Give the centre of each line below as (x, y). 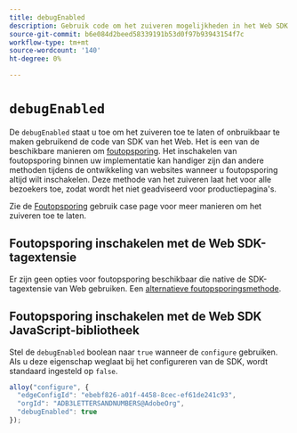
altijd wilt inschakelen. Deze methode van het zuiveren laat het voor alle (140, 179)
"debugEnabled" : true (57, 412)
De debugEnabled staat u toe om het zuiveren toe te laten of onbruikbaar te (144, 132)
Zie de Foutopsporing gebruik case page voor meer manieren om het (136, 206)
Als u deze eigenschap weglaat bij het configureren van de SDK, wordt (139, 361)
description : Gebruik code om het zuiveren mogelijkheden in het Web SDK (149, 26)
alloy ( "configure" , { (49, 387)
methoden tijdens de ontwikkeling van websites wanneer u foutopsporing (144, 169)
